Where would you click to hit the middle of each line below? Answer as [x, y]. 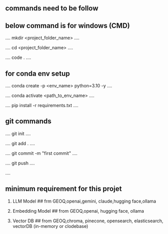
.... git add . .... [20, 143]
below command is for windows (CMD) [68, 26]
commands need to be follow [52, 8]
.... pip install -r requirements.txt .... [42, 106]
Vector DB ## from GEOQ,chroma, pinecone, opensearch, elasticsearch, [88, 221]
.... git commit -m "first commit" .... [41, 153]
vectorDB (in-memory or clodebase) [50, 226]
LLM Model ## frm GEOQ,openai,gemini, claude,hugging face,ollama [84, 201]
